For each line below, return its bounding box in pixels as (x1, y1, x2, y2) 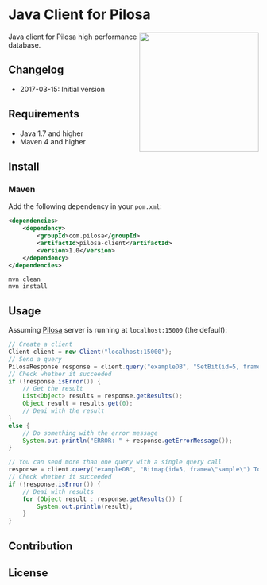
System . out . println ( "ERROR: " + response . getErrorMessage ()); (22, 437, 233, 445)
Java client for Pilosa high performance (8, 32, 137, 41)
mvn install (8, 283, 48, 291)
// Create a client (8, 341, 73, 348)
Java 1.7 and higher (19, 129, 84, 138)
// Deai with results (22, 487, 94, 495)
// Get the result (22, 385, 83, 393)
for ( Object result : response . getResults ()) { (22, 495, 183, 503)
